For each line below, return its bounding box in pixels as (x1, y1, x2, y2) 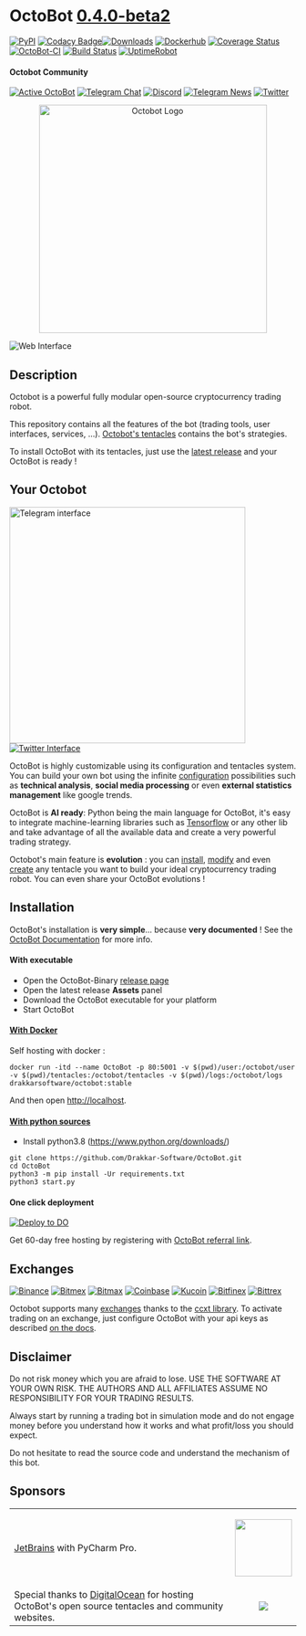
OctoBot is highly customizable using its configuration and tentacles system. (9, 760, 297, 771)
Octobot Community (9, 66, 89, 78)
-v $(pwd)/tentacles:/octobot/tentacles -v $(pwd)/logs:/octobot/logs (9, 1070, 283, 1080)
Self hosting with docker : (9, 1044, 106, 1055)
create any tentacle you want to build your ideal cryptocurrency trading (9, 864, 277, 875)
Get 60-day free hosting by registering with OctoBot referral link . (9, 1234, 252, 1246)
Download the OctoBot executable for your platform (22, 994, 217, 1005)
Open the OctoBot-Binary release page (22, 974, 169, 986)
